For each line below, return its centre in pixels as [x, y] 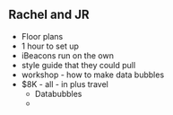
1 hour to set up [50, 46]
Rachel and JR [49, 15]
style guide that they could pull [78, 65]
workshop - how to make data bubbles [93, 75]
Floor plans [42, 36]
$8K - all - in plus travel [65, 84]
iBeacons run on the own [67, 55]
